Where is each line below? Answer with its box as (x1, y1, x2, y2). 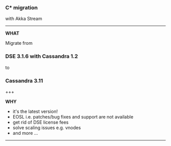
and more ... (12, 130, 38, 136)
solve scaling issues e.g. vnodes (12, 124, 81, 131)
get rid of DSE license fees (12, 119, 69, 125)
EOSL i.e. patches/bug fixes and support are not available (12, 113, 134, 120)
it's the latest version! (12, 108, 58, 114)
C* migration (5, 4, 38, 11)
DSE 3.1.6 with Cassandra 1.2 (5, 53, 78, 60)
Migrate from (5, 40, 33, 46)
